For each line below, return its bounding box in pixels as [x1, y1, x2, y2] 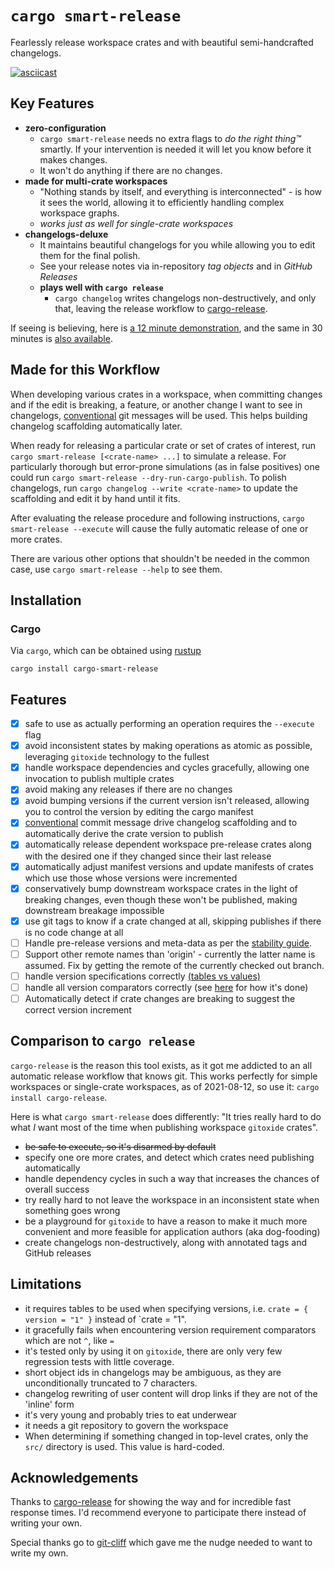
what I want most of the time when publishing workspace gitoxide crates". [10, 1121, 319, 1133]
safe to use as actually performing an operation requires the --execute [24, 718, 315, 730]
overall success [24, 1183, 90, 1195]
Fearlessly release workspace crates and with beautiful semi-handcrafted [10, 36, 314, 48]
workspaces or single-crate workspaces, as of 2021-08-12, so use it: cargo [10, 1080, 320, 1092]
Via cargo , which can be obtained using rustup [10, 645, 202, 657]
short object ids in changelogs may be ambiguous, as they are [24, 1366, 282, 1378]
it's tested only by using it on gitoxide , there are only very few [24, 1345, 283, 1357]
